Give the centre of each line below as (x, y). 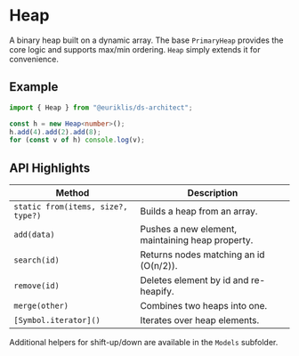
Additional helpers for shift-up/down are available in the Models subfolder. (144, 343)
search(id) (36, 260)
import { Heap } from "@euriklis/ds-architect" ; (101, 108)
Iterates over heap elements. (200, 320)
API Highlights (50, 168)
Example (34, 87)
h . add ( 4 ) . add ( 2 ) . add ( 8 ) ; (55, 132)
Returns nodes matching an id (202, 255)
